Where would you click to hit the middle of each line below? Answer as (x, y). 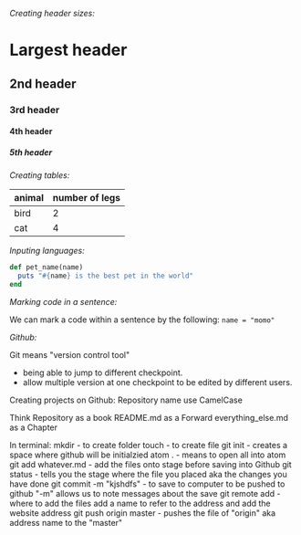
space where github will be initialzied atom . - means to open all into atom (148, 455)
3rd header (35, 110)
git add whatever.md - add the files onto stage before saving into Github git (150, 464)
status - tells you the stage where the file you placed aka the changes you (148, 474)
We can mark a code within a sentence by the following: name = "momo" (142, 320)
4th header (31, 131)
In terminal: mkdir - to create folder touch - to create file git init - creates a (149, 445)
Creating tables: (40, 175)
